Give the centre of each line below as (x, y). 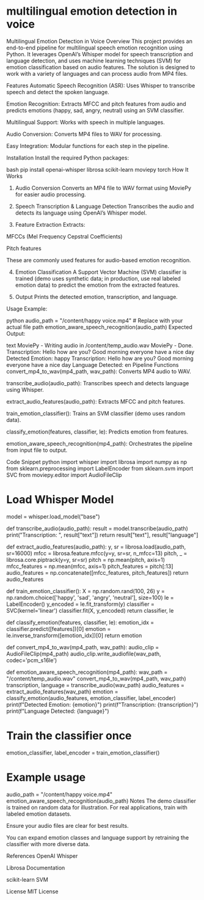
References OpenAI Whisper (42, 856)
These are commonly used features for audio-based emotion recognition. (99, 260)
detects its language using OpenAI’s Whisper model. (81, 213)
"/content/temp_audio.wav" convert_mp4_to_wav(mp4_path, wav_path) (96, 678)
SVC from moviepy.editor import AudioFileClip (64, 474)
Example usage (46, 777)
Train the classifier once (69, 736)
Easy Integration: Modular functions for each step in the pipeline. (88, 146)
